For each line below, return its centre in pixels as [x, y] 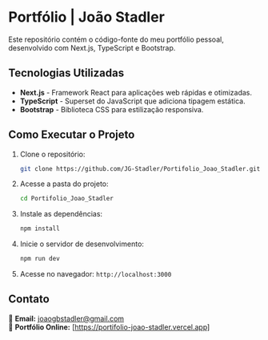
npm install [40, 229]
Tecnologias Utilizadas [66, 73]
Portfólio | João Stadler [87, 17]
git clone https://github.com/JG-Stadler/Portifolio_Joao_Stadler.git [140, 168]
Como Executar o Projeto [72, 135]
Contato [29, 300]
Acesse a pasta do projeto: [64, 184]
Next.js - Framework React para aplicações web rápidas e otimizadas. [136, 92]
